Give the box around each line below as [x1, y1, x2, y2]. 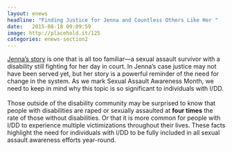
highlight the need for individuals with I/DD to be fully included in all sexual [7, 129, 220, 137]
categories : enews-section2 [7, 36, 89, 43]
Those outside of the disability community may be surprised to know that [7, 99, 216, 107]
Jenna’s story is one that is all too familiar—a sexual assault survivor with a [7, 55, 220, 63]
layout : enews [7, 10, 48, 17]
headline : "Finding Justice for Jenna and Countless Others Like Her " [7, 17, 218, 24]
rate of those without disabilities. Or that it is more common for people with [7, 114, 221, 122]
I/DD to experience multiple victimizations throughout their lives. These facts [7, 121, 226, 130]
